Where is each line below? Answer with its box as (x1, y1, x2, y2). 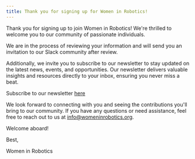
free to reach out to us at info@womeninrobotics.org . (6, 113, 134, 120)
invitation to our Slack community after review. (6, 48, 118, 56)
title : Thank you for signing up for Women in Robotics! (6, 8, 148, 15)
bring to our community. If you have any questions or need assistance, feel (6, 107, 187, 114)
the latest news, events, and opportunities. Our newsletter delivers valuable (6, 65, 188, 73)
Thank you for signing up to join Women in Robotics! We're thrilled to (6, 25, 172, 32)
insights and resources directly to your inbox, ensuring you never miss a (6, 72, 180, 79)
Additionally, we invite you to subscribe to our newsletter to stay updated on (6, 60, 190, 67)
